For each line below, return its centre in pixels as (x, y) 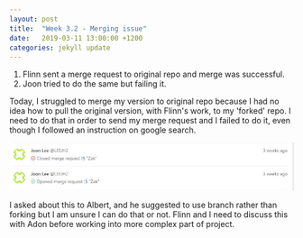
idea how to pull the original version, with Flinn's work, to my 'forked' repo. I (150, 111)
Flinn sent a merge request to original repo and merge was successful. (154, 74)
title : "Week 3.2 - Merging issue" (78, 28)
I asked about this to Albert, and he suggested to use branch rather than (143, 205)
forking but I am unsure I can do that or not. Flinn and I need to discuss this (149, 215)
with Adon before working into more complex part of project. (122, 224)
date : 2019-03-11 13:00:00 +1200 (76, 38)
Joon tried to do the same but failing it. (94, 84)
